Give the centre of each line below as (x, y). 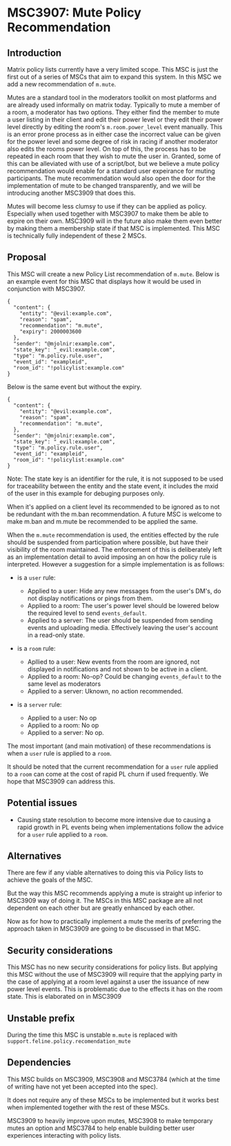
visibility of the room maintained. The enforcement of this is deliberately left (114, 549)
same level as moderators (64, 684)
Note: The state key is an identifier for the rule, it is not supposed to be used (115, 479)
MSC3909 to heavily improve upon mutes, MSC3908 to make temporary (110, 1120)
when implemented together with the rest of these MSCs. (89, 1107)
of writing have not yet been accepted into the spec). (82, 1087)
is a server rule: (39, 704)
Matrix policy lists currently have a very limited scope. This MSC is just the (113, 69)
